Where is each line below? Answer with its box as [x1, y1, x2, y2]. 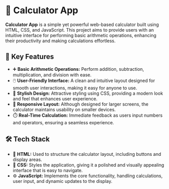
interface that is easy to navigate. [12, 167, 83, 173]
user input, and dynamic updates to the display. [12, 178, 112, 184]
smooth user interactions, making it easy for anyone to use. [12, 85, 137, 91]
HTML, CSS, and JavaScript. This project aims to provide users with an [5, 26, 154, 33]
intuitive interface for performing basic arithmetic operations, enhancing [5, 32, 157, 38]
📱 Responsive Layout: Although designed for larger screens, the [12, 101, 149, 107]
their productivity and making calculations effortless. [5, 38, 116, 44]
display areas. [12, 156, 42, 163]
